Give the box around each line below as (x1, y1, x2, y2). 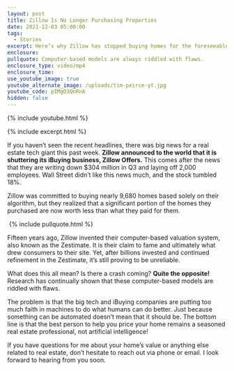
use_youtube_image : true (7, 75, 79, 82)
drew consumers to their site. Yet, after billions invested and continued (7, 249, 210, 256)
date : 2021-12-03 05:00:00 (7, 23, 86, 30)
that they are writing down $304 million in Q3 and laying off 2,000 (7, 163, 196, 171)
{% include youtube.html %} (7, 114, 88, 122)
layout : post (7, 10, 45, 17)
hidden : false (7, 95, 49, 102)
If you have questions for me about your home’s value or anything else (7, 341, 209, 349)
